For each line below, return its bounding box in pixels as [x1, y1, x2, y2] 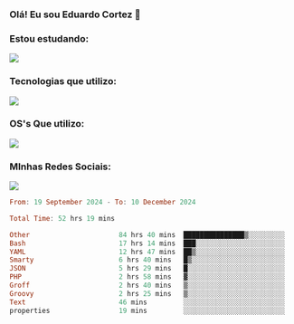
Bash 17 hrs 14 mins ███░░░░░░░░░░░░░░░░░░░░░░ [9, 239, 285, 248]
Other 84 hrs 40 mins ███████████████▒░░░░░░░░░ [9, 230, 285, 239]
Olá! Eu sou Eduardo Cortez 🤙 [9, 8, 141, 21]
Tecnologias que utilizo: [9, 75, 118, 88]
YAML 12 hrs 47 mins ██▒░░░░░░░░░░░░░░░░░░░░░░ [9, 247, 285, 256]
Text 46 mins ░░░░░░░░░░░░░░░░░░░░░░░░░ [9, 298, 285, 307]
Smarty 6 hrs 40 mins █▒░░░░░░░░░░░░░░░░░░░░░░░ [9, 255, 285, 265]
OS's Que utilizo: [9, 118, 85, 130]
